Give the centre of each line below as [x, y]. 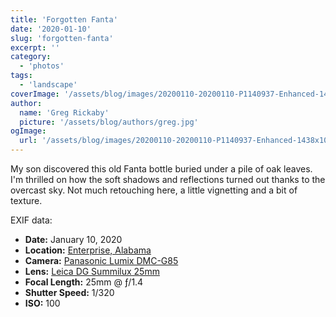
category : [31, 57]
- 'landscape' [48, 85]
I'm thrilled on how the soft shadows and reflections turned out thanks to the [168, 179]
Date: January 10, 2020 [73, 239]
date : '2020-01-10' [51, 29]
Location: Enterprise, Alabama [88, 250]
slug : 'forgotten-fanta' [62, 38]
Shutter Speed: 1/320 [69, 292]
